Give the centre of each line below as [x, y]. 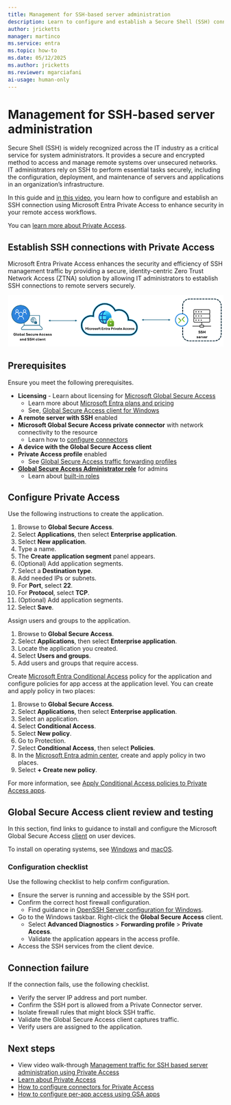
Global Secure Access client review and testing [111, 812]
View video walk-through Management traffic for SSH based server [113, 1065]
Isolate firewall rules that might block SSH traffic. [87, 1012]
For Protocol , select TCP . [53, 593]
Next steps [32, 1048]
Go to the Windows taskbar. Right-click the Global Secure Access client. [120, 917]
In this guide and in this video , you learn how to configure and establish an [113, 198]
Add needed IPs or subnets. [57, 578]
